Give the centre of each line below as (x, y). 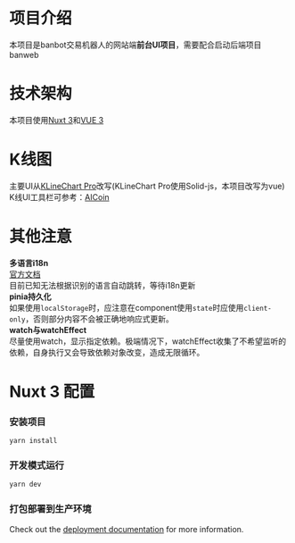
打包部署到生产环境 (50, 509)
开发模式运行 (37, 465)
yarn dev (25, 485)
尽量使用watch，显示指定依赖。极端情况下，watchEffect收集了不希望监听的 (148, 341)
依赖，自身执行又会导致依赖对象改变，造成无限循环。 (107, 352)
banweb (24, 54)
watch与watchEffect (48, 330)
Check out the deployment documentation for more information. (127, 529)
